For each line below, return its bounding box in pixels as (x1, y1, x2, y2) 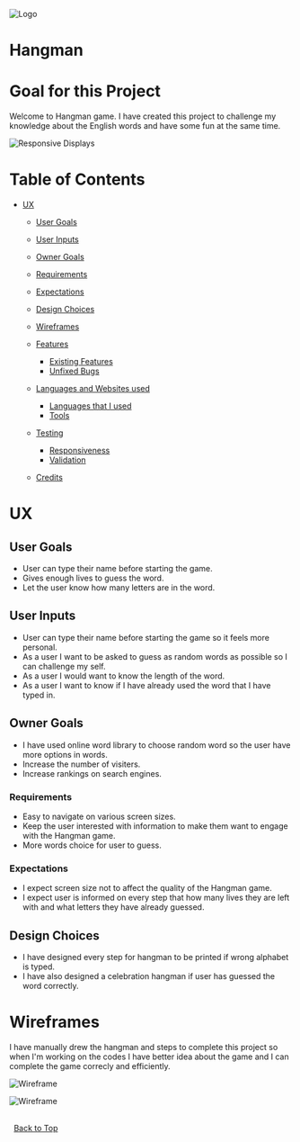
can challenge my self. (22, 661, 106, 671)
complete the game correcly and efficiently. (9, 1061, 171, 1072)
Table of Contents (9, 169, 146, 190)
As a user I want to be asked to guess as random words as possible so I (22, 651, 287, 661)
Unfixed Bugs (49, 365, 101, 377)
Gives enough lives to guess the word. (22, 572, 164, 584)
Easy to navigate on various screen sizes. (22, 811, 177, 822)
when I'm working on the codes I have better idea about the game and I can (9, 1051, 289, 1062)
